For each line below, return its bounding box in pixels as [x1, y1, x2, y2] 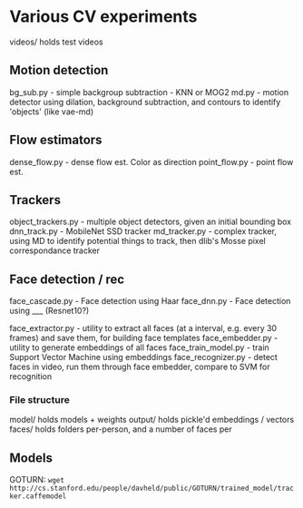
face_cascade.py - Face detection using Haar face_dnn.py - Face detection [9, 296, 291, 307]
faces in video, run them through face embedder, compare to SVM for [9, 361, 270, 373]
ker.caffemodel [9, 492, 67, 501]
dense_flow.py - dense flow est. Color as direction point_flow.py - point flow [9, 156, 294, 167]
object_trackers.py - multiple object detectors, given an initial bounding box [9, 216, 292, 228]
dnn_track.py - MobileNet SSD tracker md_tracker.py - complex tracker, [9, 226, 277, 237]
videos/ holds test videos [9, 36, 104, 47]
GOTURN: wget [9, 474, 65, 485]
